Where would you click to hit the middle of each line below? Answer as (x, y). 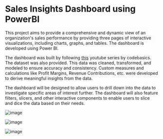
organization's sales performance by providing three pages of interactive (78, 38)
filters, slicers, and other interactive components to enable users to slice (77, 98)
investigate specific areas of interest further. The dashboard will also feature (81, 93)
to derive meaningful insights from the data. (49, 78)
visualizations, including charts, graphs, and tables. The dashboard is (75, 43)
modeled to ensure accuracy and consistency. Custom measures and (74, 68)
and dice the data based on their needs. (45, 103)
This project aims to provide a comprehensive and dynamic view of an (75, 33)
